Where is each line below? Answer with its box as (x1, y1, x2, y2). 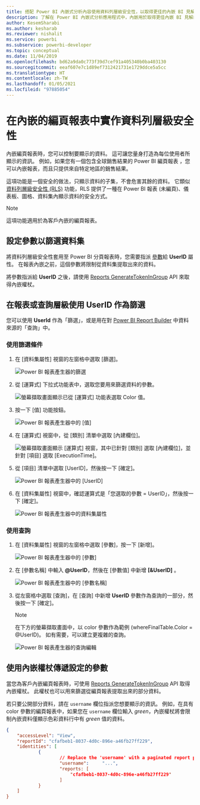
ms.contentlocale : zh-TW (6, 75, 68, 81)
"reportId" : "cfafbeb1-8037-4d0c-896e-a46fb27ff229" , (17, 738, 153, 744)
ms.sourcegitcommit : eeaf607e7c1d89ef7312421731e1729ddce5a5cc (6, 64, 167, 71)
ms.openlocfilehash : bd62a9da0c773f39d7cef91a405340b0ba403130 (6, 59, 167, 65)
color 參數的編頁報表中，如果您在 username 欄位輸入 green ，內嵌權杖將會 (6, 708, 186, 715)
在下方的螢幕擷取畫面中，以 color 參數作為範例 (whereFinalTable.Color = (14, 624, 193, 631)
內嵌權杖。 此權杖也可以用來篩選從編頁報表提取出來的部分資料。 (6, 687, 164, 694)
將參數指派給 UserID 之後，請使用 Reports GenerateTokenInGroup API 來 (6, 273, 185, 280)
